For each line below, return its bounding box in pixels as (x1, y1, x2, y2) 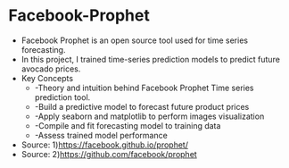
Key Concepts (21, 72, 73, 83)
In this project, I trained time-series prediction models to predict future (21, 54, 280, 64)
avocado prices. (21, 63, 81, 74)
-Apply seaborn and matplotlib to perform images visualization (34, 111, 265, 122)
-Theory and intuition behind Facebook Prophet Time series (34, 82, 255, 93)
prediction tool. (34, 91, 91, 103)
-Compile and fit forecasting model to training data (34, 120, 221, 130)
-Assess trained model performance (34, 130, 169, 140)
